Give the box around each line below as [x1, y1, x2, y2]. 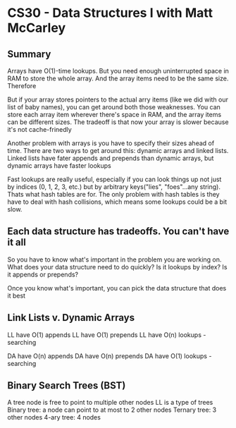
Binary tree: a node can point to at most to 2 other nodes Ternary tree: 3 [7, 405, 217, 414]
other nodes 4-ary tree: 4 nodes [7, 413, 101, 422]
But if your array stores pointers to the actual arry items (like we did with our [7, 95, 229, 104]
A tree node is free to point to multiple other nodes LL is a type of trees [7, 398, 213, 407]
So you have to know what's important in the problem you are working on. [7, 255, 222, 264]
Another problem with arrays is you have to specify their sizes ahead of [7, 139, 215, 147]
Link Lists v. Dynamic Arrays [7, 312, 135, 324]
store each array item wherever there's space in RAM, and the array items [7, 111, 222, 118]
